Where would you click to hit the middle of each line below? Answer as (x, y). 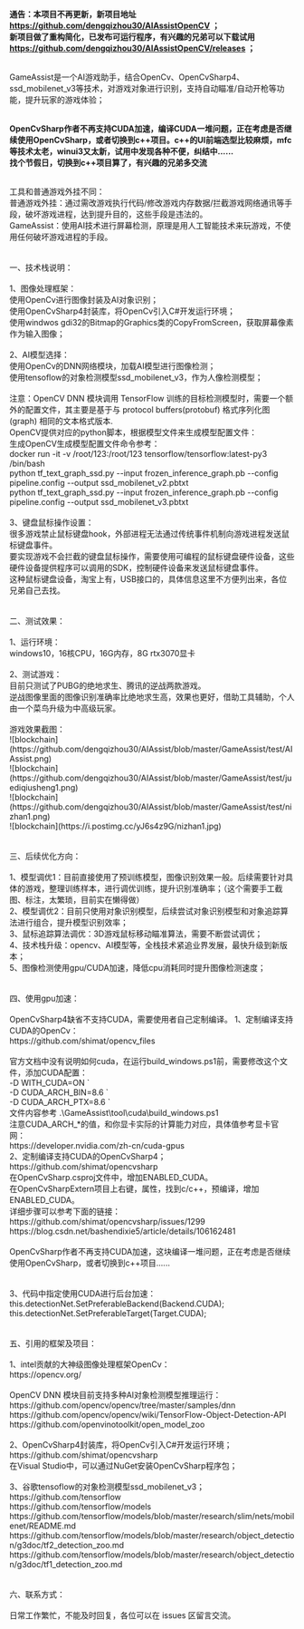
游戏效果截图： (37, 729)
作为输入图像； (37, 334)
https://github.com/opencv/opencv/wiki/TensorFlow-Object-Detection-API (148, 1415)
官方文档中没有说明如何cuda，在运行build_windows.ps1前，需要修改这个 (145, 1061)
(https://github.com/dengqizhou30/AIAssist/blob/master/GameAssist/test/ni (151, 807)
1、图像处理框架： (43, 288)
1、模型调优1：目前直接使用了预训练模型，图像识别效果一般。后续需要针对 (147, 877)
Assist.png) (31, 759)
